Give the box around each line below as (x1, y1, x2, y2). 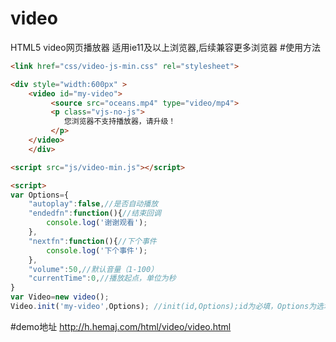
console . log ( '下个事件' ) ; (46, 245, 148, 256)
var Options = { (10, 190, 70, 200)
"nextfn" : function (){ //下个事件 (28, 236, 157, 246)
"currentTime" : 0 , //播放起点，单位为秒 (28, 273, 177, 284)
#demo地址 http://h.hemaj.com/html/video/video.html (10, 320, 232, 332)
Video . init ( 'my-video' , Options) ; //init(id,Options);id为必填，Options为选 (10, 302, 324, 312)
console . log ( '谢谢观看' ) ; (46, 218, 148, 228)
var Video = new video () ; (10, 292, 110, 302)
